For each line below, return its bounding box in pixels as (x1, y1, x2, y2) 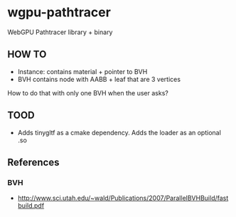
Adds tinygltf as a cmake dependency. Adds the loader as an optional (17, 128, 222, 137)
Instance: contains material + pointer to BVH (17, 67, 148, 75)
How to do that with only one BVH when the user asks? (7, 88, 168, 97)
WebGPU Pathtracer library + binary (7, 28, 113, 36)
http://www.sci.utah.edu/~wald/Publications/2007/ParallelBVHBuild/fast (17, 194, 229, 203)
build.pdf (17, 201, 45, 210)
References (7, 156, 60, 168)
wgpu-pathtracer (7, 4, 112, 21)
